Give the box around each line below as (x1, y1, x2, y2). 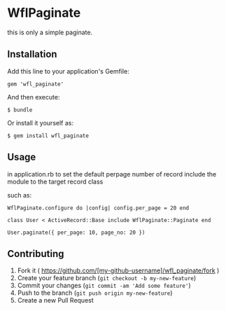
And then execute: (7, 92, 60, 101)
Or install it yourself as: (7, 118, 73, 127)
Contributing (7, 247, 64, 260)
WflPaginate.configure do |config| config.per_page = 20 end (7, 205, 190, 212)
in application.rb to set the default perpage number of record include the (7, 170, 217, 178)
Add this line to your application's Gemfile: (7, 67, 129, 75)
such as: (7, 191, 32, 199)
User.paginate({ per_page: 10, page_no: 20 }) (7, 229, 146, 236)
